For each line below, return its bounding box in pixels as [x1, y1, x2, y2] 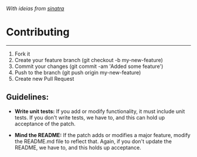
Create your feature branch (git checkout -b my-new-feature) [14, 56, 163, 63]
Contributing [6, 26, 70, 39]
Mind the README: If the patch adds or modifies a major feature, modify [14, 131, 191, 138]
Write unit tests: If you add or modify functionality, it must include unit [14, 108, 185, 115]
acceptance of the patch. [14, 120, 76, 127]
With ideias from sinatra [6, 5, 64, 12]
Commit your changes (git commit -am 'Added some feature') [14, 63, 164, 70]
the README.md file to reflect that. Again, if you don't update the [14, 138, 172, 145]
